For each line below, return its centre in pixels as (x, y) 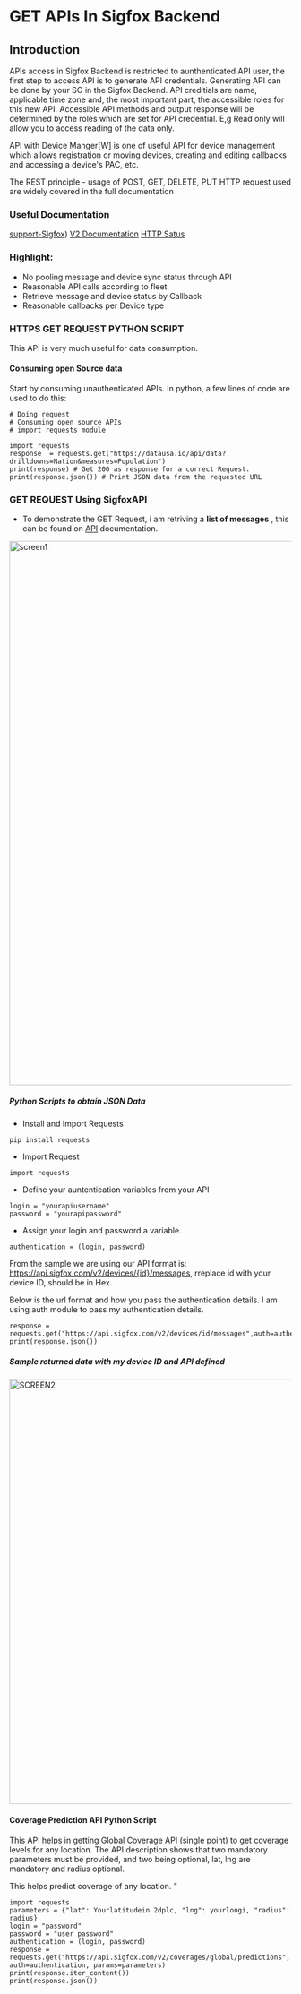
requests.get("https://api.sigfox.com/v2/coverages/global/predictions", (150, 1957)
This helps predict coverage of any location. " (93, 1886)
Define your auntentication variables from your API (116, 1190)
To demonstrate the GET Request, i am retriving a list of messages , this (155, 519)
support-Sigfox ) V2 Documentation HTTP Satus (97, 234)
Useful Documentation (60, 214)
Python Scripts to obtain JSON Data (77, 1101)
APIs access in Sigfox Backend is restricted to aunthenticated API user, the (147, 71)
